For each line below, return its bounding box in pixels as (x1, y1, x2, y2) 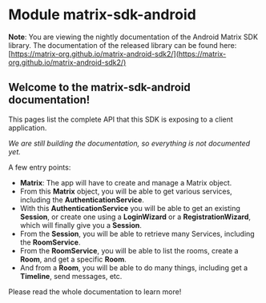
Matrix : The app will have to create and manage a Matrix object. (19, 177, 232, 187)
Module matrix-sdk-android (8, 6, 196, 24)
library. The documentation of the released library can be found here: (8, 40, 237, 50)
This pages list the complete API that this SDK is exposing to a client (8, 114, 234, 124)
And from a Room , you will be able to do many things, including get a (19, 262, 248, 273)
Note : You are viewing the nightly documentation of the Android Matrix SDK (8, 32, 259, 42)
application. (8, 122, 47, 133)
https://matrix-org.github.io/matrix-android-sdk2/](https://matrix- (10, 49, 227, 58)
